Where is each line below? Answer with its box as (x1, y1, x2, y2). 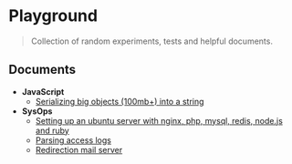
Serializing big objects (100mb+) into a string (35, 96, 204, 107)
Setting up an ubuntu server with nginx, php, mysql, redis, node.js (35, 115, 284, 126)
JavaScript (21, 86, 65, 97)
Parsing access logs (35, 134, 111, 146)
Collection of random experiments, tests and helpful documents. (30, 36, 273, 46)
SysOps (21, 106, 53, 117)
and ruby (35, 125, 69, 136)
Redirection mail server (35, 144, 123, 155)
